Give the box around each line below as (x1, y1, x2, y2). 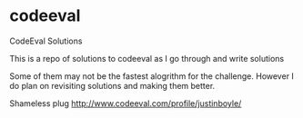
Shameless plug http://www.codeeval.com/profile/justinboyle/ (9, 97, 242, 109)
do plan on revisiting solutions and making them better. (9, 80, 216, 91)
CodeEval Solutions (9, 35, 83, 46)
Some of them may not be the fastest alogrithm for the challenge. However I (9, 70, 294, 82)
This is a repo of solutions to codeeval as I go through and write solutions (9, 53, 285, 64)
